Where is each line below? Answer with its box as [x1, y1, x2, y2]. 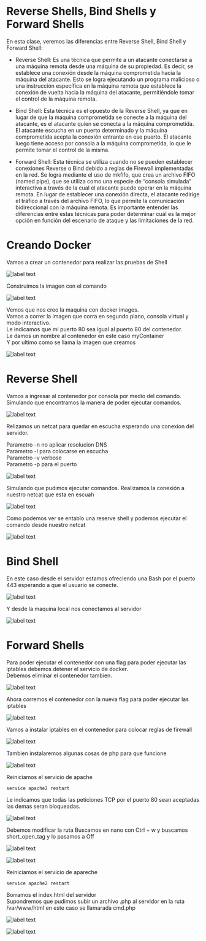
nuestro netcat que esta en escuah [6, 491, 94, 498]
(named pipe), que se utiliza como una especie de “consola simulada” [15, 177, 192, 185]
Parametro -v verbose [6, 454, 63, 461]
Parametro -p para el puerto [6, 460, 77, 467]
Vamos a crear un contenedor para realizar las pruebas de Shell [6, 258, 167, 266]
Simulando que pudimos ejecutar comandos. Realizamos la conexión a [6, 484, 185, 491]
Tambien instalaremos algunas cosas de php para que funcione [6, 750, 167, 757]
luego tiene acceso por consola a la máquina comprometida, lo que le [15, 139, 191, 147]
